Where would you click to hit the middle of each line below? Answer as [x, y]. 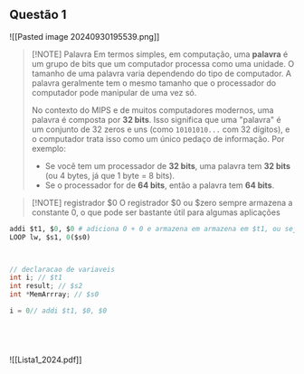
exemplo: [48, 148]
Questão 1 [38, 15]
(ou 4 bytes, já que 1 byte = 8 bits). [109, 175]
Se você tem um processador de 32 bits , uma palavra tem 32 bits [168, 165]
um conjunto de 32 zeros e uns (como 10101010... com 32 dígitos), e [161, 129]
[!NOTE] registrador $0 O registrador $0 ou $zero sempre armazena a [162, 202]
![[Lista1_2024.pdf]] [46, 360]
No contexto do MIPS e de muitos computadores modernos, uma [152, 110]
